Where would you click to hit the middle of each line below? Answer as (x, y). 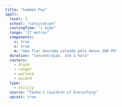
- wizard (23, 78)
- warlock (24, 74)
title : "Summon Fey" (26, 10)
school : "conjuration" (33, 23)
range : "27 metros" (30, 33)
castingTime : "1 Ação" (33, 28)
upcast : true (23, 97)
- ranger (23, 70)
